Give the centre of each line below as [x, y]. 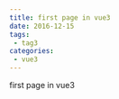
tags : [19, 34]
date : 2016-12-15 [42, 26]
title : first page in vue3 [60, 18]
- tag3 [26, 43]
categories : [32, 51]
